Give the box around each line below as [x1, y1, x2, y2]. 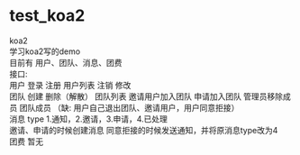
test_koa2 [9, 5, 86, 26]
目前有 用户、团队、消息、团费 [9, 57, 123, 68]
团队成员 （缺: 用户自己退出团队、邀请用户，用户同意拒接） [19, 102, 240, 113]
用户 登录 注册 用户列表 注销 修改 [9, 79, 132, 90]
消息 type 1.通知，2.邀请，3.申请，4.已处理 [9, 114, 168, 124]
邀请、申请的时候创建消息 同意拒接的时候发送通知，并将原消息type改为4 [9, 124, 278, 135]
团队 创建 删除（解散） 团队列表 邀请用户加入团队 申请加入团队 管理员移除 [9, 91, 284, 102]
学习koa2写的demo [9, 46, 81, 57]
